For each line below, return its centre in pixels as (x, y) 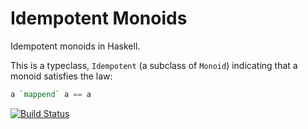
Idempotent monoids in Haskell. (75, 46)
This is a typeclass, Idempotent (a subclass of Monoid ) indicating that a (154, 65)
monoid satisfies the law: (61, 76)
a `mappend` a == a (51, 94)
